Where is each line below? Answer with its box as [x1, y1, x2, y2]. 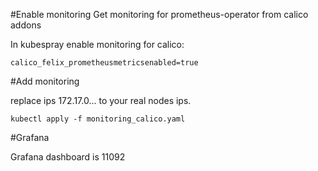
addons [10, 19, 42, 31]
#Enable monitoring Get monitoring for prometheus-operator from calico [10, 9, 309, 20]
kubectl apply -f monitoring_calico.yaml [10, 114, 186, 124]
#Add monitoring [10, 75, 80, 87]
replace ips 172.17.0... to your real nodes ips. [10, 95, 192, 106]
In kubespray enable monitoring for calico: [10, 39, 185, 50]
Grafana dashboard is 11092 [10, 151, 126, 163]
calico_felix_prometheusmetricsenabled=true [10, 58, 199, 68]
